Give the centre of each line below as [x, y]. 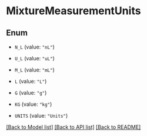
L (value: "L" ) [31, 81]
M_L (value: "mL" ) [34, 70]
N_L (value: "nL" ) [34, 47]
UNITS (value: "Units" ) [41, 116]
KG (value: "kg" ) [33, 104]
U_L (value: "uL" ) [34, 58]
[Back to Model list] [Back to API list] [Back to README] [73, 127]
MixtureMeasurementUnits [73, 11]
